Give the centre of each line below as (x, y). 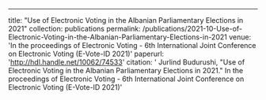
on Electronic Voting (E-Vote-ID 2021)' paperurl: (86, 54)
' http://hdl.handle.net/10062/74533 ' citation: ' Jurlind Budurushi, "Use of (127, 62)
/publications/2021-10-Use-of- (192, 29)
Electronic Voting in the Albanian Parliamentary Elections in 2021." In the (126, 70)
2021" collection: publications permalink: (74, 29)
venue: (240, 37)
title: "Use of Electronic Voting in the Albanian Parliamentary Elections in (126, 20)
